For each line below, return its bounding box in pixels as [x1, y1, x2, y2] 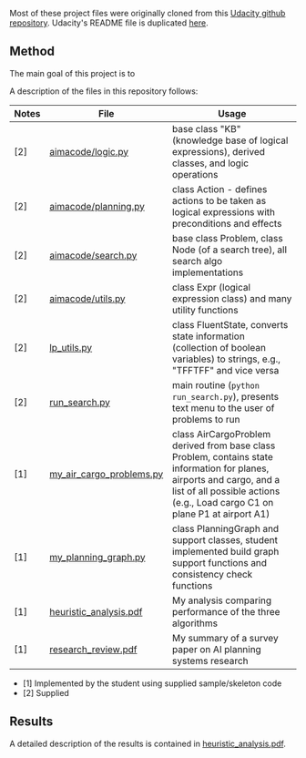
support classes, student [171, 533, 278, 546]
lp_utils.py [49, 341, 93, 353]
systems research [171, 654, 249, 667]
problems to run [171, 413, 240, 425]
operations [171, 168, 219, 180]
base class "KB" [171, 122, 241, 135]
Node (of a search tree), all [171, 243, 288, 256]
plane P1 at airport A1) [171, 507, 270, 520]
